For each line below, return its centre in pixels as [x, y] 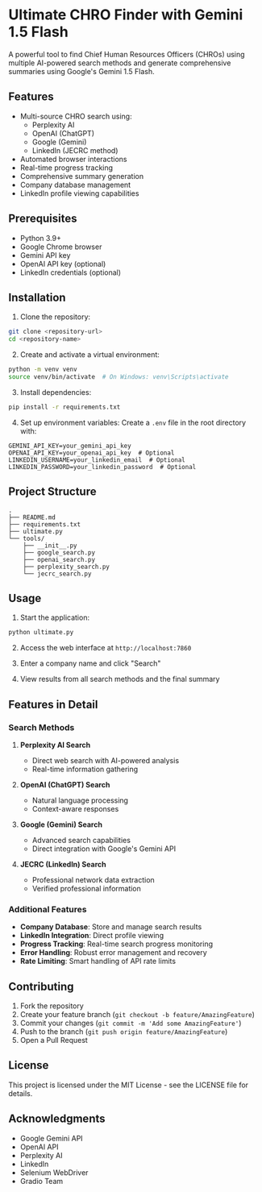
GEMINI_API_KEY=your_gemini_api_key [70, 446]
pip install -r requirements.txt [64, 407]
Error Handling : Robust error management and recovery [113, 953]
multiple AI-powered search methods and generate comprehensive [120, 63]
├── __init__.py [50, 546]
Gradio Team [42, 1181]
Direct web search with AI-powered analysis [106, 760]
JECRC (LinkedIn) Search [63, 864]
